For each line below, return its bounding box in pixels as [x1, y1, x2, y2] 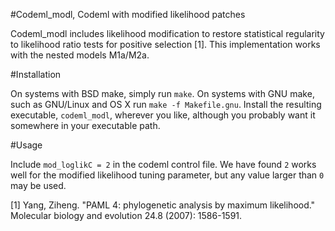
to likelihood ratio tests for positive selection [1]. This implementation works [10, 39, 321, 50]
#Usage [10, 139, 43, 151]
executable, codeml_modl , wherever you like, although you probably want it [10, 109, 316, 121]
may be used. [10, 180, 67, 191]
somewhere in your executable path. [10, 120, 161, 131]
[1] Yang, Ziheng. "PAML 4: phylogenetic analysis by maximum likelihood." [10, 199, 316, 211]
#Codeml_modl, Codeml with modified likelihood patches [10, 9, 246, 20]
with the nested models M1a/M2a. [10, 49, 150, 61]
